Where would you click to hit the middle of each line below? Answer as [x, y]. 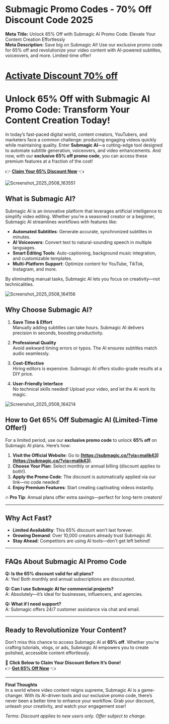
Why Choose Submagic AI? [49, 310]
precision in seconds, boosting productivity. [58, 333]
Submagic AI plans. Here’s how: [38, 445]
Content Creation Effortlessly [35, 39]
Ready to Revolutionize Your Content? [66, 630]
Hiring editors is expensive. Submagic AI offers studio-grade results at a [87, 368]
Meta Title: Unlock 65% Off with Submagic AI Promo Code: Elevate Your [80, 34]
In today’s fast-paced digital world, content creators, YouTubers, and [76, 134]
